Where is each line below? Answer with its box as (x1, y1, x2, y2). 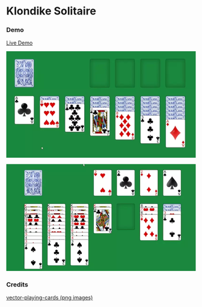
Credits (6, 280, 28, 288)
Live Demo (6, 39, 33, 46)
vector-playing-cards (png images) (6, 294, 93, 302)
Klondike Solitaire (6, 4, 96, 18)
